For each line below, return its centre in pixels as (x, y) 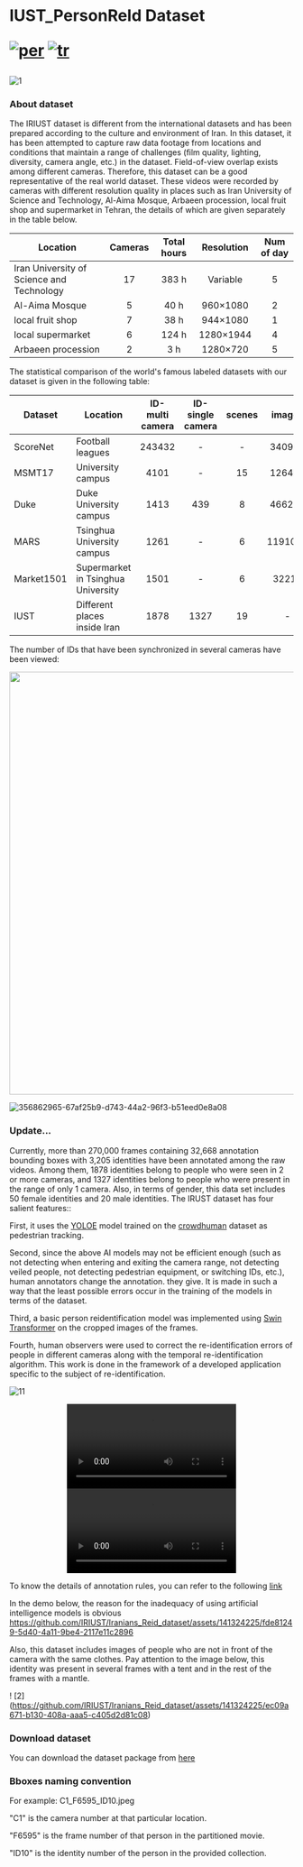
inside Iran (98, 628)
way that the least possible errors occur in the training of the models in (141, 1291)
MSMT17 (34, 473)
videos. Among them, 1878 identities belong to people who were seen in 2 (147, 1170)
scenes (242, 415)
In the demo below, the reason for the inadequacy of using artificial (134, 1603)
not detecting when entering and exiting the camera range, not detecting (144, 1262)
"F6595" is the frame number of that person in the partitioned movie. (137, 1835)
